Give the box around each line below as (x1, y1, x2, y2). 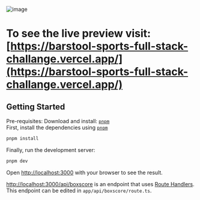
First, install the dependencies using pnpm (6, 124, 108, 131)
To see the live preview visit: (6, 27, 151, 40)
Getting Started (6, 102, 65, 112)
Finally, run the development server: (6, 146, 95, 153)
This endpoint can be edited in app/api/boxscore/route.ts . (6, 187, 152, 194)
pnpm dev (6, 158, 28, 164)
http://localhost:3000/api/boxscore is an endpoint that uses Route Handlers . (6, 180, 195, 187)
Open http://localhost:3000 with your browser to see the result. (6, 169, 163, 176)
